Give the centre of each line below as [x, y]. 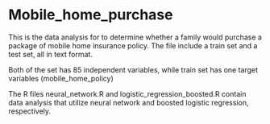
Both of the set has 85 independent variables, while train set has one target [133, 69]
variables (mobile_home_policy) [61, 78]
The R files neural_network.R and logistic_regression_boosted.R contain [127, 93]
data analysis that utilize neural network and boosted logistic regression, [129, 102]
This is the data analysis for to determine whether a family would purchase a [135, 37]
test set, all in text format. [50, 54]
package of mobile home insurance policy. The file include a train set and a [133, 45]
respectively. [29, 111]
